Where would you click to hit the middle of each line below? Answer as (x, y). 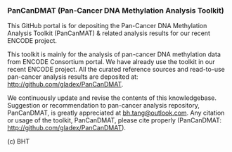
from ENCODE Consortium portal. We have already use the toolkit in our (111, 62)
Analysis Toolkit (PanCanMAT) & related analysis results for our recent (109, 33)
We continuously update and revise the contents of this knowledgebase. (112, 98)
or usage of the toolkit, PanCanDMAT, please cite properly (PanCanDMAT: (115, 120)
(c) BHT (19, 141)
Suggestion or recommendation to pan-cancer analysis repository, (104, 106)
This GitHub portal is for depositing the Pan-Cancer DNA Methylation (107, 26)
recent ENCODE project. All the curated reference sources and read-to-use (116, 70)
